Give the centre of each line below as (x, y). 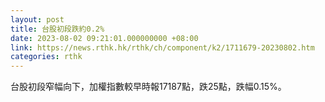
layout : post (37, 19)
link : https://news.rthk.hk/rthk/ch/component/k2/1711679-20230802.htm (162, 47)
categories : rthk (46, 57)
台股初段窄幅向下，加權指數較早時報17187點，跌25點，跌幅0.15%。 (148, 87)
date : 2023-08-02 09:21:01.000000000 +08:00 (104, 38)
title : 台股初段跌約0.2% (57, 29)
